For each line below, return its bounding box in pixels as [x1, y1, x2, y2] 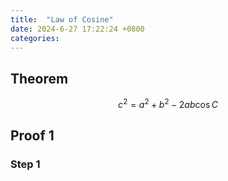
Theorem [10, 70, 69, 87]
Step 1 [10, 157, 41, 171]
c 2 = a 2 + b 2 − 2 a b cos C [118, 97, 218, 110]
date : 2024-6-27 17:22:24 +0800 [10, 24, 145, 34]
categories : [10, 33, 60, 43]
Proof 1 [10, 127, 55, 145]
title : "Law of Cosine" [10, 14, 114, 25]
